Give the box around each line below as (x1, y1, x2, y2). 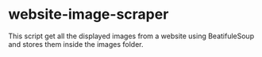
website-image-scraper (8, 5, 169, 23)
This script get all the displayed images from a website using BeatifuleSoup (8, 31, 255, 41)
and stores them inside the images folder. (8, 39, 144, 48)
